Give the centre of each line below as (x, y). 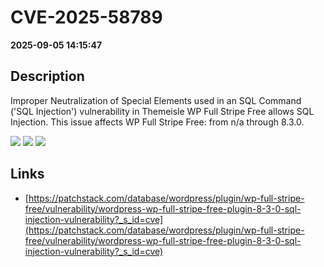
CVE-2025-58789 (86, 17)
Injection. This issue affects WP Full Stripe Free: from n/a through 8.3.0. (157, 122)
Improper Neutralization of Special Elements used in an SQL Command (156, 100)
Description (47, 76)
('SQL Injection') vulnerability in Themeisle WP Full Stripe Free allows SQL (162, 111)
